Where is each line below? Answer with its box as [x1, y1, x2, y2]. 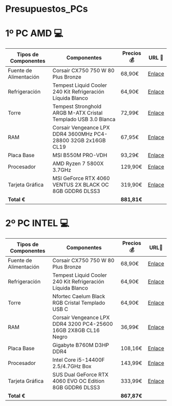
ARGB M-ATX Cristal [52, 109, 103, 117]
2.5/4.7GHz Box [52, 363, 92, 370]
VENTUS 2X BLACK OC [52, 181, 109, 188]
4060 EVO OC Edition [52, 378, 105, 385]
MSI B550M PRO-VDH [52, 152, 107, 159]
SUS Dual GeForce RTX [52, 371, 109, 378]
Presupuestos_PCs [5, 3, 88, 15]
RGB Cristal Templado [52, 299, 105, 306]
